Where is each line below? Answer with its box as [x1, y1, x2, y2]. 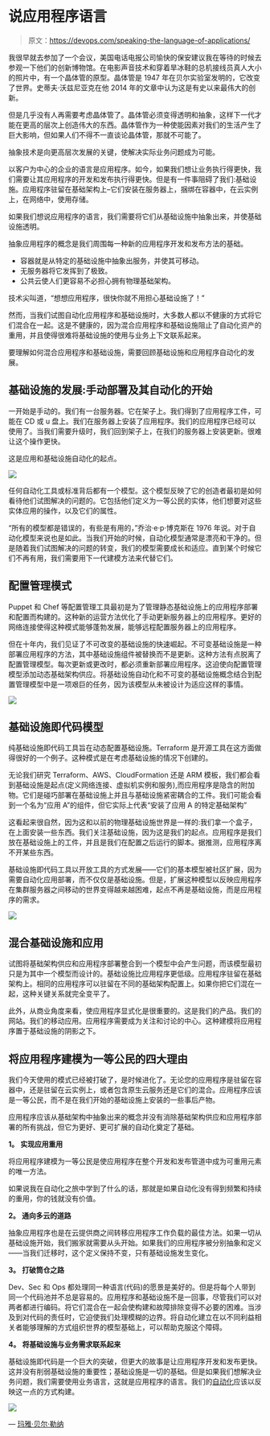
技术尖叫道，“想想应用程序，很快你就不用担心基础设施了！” [8, 293, 205, 303]
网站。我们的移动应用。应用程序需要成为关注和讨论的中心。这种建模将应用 [8, 1016, 255, 1026]
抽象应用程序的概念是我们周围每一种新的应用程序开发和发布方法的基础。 [8, 238, 247, 248]
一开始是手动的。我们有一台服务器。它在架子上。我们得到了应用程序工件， [8, 406, 255, 415]
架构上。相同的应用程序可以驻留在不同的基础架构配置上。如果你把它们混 [8, 979, 247, 988]
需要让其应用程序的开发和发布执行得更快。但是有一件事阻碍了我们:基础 [14, 174, 251, 184]
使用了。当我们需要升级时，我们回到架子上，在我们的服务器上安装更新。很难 [8, 426, 262, 435]
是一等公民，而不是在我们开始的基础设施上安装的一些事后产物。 [8, 1096, 219, 1104]
